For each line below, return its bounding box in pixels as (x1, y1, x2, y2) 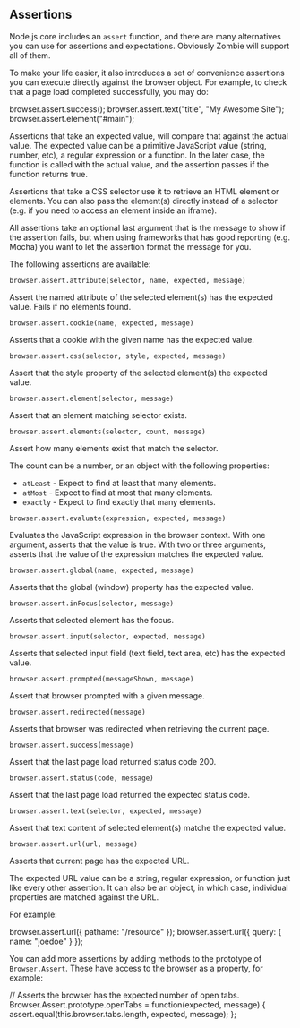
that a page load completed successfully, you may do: (9, 86, 209, 97)
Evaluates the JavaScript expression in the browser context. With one (9, 529, 266, 540)
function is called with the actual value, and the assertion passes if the (9, 158, 270, 169)
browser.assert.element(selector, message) (9, 394, 175, 403)
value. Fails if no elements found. (9, 301, 132, 312)
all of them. (9, 49, 51, 61)
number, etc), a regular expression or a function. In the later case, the (9, 150, 266, 160)
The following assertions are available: (9, 259, 151, 270)
